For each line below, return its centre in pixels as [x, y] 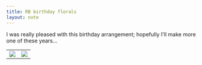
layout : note [23, 17]
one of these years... [32, 41]
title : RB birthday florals [42, 12]
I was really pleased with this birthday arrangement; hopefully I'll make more [101, 34]
